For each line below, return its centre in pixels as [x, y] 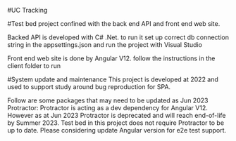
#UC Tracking [27, 10]
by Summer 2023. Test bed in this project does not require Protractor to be [116, 123]
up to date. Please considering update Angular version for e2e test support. [117, 130]
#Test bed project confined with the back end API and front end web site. [114, 23]
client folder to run [34, 66]
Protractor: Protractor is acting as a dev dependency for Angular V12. [107, 108]
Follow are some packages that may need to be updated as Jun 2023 [108, 100]
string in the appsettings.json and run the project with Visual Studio [105, 45]
